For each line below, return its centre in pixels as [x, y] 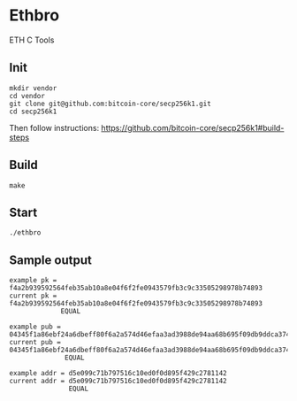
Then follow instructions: [54, 127]
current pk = [33, 296]
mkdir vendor [33, 88]
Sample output [51, 260]
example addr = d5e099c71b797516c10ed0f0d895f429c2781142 [118, 374]
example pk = [33, 281]
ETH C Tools [32, 40]
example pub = [35, 327]
